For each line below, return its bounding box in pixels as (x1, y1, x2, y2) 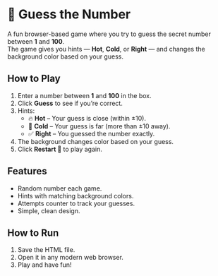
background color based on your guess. (7, 52, 123, 61)
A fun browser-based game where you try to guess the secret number (7, 30, 212, 38)
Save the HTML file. (17, 246, 75, 254)
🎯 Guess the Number (7, 6, 131, 23)
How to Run (7, 227, 59, 239)
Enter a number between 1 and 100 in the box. (17, 91, 152, 100)
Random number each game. (17, 184, 102, 193)
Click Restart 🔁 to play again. (17, 145, 102, 153)
